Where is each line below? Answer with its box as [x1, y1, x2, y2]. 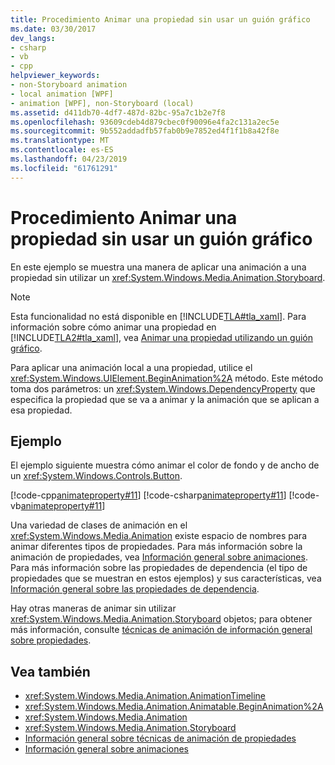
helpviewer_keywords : [10, 71, 101, 81]
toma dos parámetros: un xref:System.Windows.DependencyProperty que [10, 382, 316, 395]
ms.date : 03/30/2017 [10, 24, 97, 34]
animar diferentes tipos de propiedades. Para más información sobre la [10, 541, 303, 553]
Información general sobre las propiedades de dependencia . [10, 583, 260, 595]
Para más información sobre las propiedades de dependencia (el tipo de [10, 562, 308, 574]
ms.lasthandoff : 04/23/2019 [10, 154, 128, 164]
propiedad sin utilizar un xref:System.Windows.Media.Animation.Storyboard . [10, 271, 326, 283]
